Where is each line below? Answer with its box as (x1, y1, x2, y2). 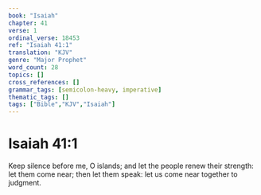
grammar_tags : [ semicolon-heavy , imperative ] (8, 85, 162, 94)
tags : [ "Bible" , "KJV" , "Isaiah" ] (8, 100, 115, 108)
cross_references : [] (8, 78, 80, 86)
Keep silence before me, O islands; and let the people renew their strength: (8, 161, 255, 171)
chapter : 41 (8, 19, 48, 27)
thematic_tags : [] (8, 93, 69, 101)
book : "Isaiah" (8, 11, 59, 20)
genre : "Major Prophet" (8, 57, 88, 64)
